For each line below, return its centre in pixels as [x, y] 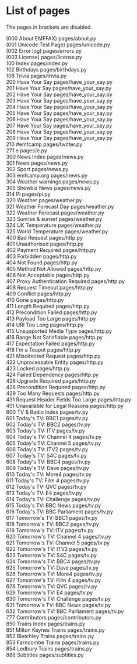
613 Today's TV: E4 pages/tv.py [44, 493]
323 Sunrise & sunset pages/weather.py [54, 219]
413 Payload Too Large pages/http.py [51, 318]
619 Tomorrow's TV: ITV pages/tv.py [50, 530]
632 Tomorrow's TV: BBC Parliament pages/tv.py [65, 611]
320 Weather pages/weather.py [44, 200]
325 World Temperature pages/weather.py [57, 231]
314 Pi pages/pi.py [28, 194]
